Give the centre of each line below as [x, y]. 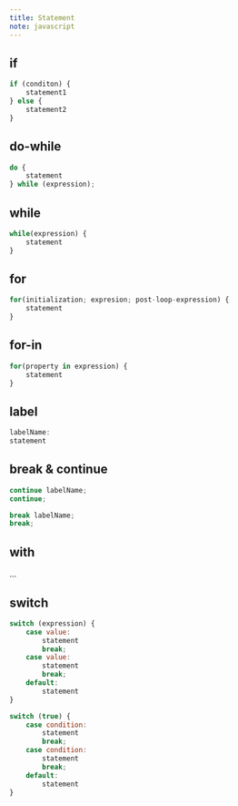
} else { [26, 101]
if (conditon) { [40, 84]
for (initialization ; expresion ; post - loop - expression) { [119, 300]
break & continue [59, 469]
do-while [35, 147]
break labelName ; [42, 515]
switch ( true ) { [40, 716]
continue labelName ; [49, 490]
